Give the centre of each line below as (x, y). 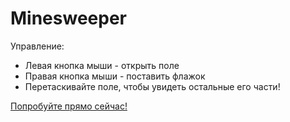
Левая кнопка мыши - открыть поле (102, 65)
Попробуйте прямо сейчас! (69, 106)
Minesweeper (68, 18)
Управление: (37, 46)
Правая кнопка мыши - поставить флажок (115, 76)
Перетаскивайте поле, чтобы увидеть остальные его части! (152, 86)
